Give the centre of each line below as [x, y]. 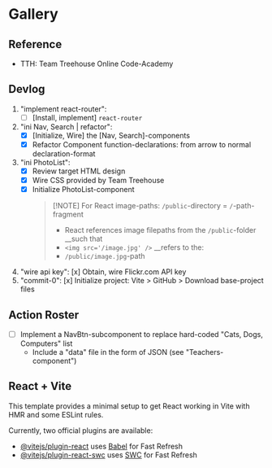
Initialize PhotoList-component [84, 190]
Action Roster [44, 315]
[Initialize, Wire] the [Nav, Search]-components [111, 135]
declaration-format [64, 154]
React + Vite [40, 386]
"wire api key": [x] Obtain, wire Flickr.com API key [103, 272]
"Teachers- [205, 352]
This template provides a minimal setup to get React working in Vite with [129, 406]
